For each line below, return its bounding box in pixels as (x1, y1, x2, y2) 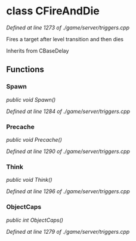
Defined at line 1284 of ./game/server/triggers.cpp (6, 108, 130, 115)
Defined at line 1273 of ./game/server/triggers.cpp (6, 24, 130, 31)
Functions (6, 65, 45, 75)
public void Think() (6, 176, 52, 184)
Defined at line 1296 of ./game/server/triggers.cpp (6, 188, 130, 195)
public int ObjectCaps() (6, 216, 64, 224)
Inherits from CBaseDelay (6, 47, 69, 54)
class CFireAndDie (6, 4, 100, 18)
